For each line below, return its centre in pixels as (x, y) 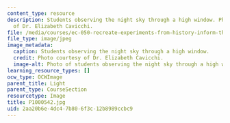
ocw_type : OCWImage (35, 77)
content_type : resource (41, 13)
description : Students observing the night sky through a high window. (111, 20)
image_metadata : (30, 45)
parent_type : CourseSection (47, 90)
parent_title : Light (37, 83)
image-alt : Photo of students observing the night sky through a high (116, 64)
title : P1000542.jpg (37, 102)
